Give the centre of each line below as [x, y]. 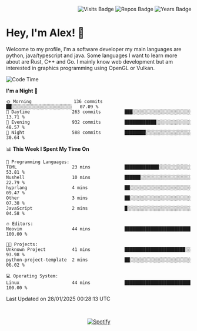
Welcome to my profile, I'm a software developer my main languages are [94, 49]
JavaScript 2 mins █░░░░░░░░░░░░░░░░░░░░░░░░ [98, 208]
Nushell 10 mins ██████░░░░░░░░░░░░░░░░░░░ [98, 177]
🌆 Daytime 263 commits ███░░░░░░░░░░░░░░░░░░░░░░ [98, 112]
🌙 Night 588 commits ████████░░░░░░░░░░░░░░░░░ [98, 133]
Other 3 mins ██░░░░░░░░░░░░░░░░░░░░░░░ [98, 198]
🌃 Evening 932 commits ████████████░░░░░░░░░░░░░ [98, 122]
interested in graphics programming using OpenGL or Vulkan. [80, 68]
